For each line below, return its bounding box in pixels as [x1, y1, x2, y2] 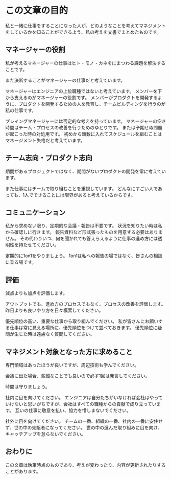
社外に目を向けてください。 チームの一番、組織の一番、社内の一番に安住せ [5, 418, 163, 424]
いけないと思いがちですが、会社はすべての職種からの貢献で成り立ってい [5, 401, 157, 407]
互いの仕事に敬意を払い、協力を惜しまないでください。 [15, 407, 132, 413]
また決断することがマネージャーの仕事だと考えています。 [5, 77, 125, 83]
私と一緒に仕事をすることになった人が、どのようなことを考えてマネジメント [5, 22, 166, 29]
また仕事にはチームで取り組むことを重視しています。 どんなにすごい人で [5, 185, 158, 192]
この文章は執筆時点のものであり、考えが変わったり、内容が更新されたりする [5, 462, 166, 468]
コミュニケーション [5, 208, 66, 217]
